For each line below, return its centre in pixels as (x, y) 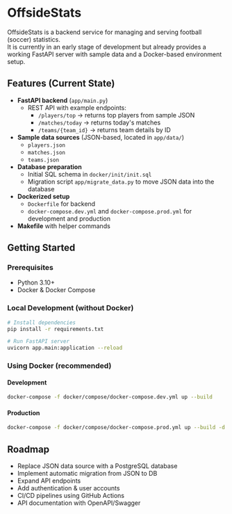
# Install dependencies (42, 322)
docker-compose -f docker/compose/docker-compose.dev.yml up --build (110, 397)
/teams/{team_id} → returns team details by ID (105, 129)
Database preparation (49, 167)
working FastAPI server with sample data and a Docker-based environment (115, 54)
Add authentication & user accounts (68, 488)
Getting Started (41, 248)
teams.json (43, 160)
